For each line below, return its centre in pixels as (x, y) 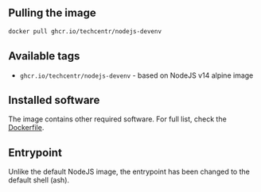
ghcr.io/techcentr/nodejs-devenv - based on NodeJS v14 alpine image (136, 75)
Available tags (44, 56)
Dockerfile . (26, 128)
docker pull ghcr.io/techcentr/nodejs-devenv (85, 31)
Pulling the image (53, 13)
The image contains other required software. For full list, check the (117, 119)
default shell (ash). (39, 180)
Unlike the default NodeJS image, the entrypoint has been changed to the (129, 172)
